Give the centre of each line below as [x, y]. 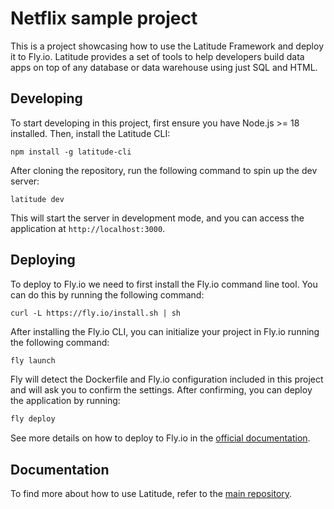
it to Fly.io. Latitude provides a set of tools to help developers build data [157, 56]
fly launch [33, 360]
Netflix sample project [104, 18]
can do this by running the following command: [107, 294]
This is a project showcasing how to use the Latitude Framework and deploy [167, 46]
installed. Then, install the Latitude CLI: [90, 133]
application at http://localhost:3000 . [88, 228]
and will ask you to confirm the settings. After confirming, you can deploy [161, 390]
